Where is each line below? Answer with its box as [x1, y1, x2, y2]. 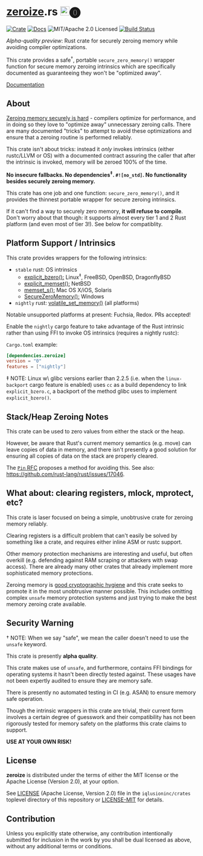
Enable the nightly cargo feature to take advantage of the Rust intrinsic [6, 323, 184, 330]
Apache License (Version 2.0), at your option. [6, 778, 120, 785]
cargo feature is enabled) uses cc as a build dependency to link [29, 381, 187, 389]
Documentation [6, 81, 45, 88]
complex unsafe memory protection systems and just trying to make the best [6, 594, 197, 601]
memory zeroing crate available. [6, 600, 86, 607]
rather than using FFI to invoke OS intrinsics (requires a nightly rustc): [6, 329, 179, 336]
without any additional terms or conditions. [6, 843, 113, 850]
